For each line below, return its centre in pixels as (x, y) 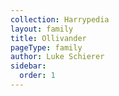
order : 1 (37, 76)
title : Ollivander (48, 38)
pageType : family (46, 47)
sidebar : (28, 66)
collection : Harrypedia (60, 19)
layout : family (42, 29)
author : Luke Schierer (57, 57)
